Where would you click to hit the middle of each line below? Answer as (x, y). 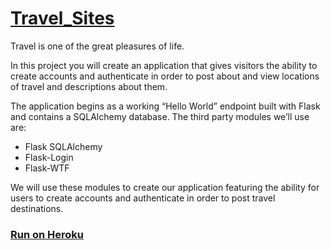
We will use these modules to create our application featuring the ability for (165, 187)
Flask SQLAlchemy (63, 146)
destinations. (37, 208)
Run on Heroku (47, 234)
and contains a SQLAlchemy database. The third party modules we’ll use (160, 116)
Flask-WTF (47, 168)
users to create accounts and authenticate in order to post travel (143, 198)
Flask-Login (49, 157)
